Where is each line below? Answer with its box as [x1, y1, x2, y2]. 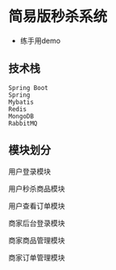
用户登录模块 [8, 166, 51, 176]
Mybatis [8, 98, 35, 106]
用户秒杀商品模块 [8, 183, 65, 193]
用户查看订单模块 [8, 200, 65, 211]
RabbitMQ [8, 119, 38, 127]
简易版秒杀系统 [8, 7, 108, 26]
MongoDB [8, 112, 35, 120]
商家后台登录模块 [8, 218, 65, 228]
